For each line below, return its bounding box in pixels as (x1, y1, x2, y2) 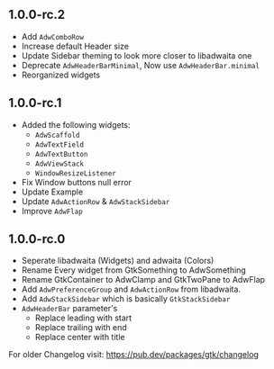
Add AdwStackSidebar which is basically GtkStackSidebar (21, 293, 231, 304)
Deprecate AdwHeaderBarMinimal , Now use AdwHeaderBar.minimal (21, 59, 260, 70)
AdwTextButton (34, 149, 88, 158)
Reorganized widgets (21, 69, 101, 80)
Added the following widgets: (21, 119, 131, 130)
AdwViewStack (34, 159, 85, 168)
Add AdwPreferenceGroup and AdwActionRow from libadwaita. (21, 283, 241, 295)
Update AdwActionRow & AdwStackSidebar (21, 195, 170, 206)
